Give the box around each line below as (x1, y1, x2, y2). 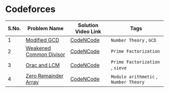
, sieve (111, 64, 127, 71)
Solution (77, 22, 99, 29)
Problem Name (27, 25, 64, 32)
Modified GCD (26, 36, 59, 43)
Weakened (26, 44, 51, 51)
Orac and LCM (26, 61, 60, 68)
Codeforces (5, 4, 56, 15)
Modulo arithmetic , (111, 73, 158, 80)
